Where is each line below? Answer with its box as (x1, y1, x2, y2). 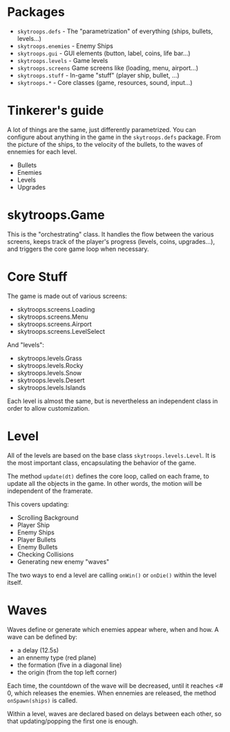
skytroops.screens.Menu (17, 312, 88, 321)
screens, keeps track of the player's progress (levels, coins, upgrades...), (7, 237, 215, 245)
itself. (7, 578, 23, 586)
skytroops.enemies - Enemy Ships (17, 41, 114, 50)
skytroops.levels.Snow (17, 368, 82, 377)
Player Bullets (17, 535, 57, 543)
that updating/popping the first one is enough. (7, 717, 138, 725)
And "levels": (7, 340, 45, 349)
